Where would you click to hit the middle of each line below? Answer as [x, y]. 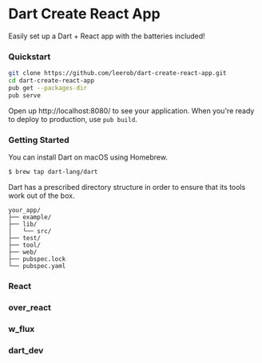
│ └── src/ [30, 231]
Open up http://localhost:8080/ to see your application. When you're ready [131, 110]
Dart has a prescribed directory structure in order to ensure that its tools [127, 187]
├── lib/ [23, 224]
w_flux [22, 329]
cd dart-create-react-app [51, 81]
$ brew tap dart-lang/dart [53, 172]
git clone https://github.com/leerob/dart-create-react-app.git [117, 73]
